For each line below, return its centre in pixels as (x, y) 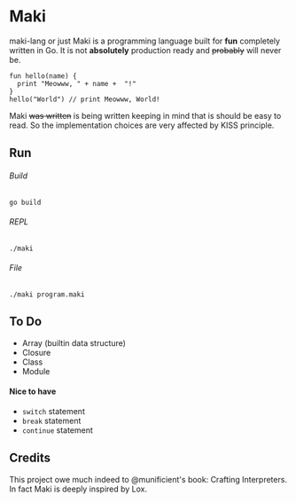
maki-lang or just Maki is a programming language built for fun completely (145, 41)
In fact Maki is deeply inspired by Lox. (78, 489)
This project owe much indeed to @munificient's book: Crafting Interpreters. (148, 479)
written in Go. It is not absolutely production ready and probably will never (145, 50)
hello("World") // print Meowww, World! (85, 99)
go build (25, 202)
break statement (51, 420)
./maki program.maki (47, 295)
